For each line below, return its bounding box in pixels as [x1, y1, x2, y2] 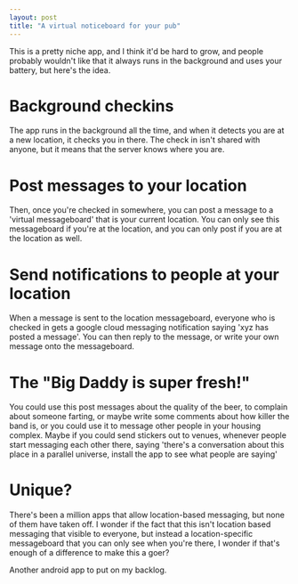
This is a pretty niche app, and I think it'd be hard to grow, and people [9, 45, 264, 56]
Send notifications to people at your [9, 264, 280, 285]
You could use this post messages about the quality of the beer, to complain [9, 401, 288, 412]
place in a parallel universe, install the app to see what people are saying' [9, 449, 278, 459]
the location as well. [9, 233, 83, 244]
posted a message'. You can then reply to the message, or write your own [9, 331, 279, 343]
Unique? [9, 480, 73, 500]
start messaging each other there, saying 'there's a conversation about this [9, 440, 285, 450]
